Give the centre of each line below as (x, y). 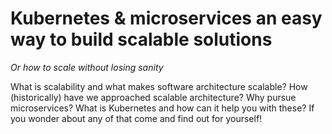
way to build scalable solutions (141, 39)
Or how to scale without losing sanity (87, 67)
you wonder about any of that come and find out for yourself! (136, 118)
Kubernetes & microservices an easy (166, 18)
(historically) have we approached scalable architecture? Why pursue (153, 97)
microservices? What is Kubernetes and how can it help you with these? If (162, 108)
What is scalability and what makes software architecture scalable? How (159, 86)
